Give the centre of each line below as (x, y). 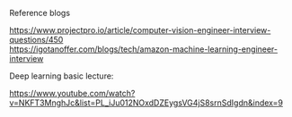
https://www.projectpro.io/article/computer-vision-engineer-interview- (140, 30)
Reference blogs (40, 13)
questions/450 (36, 40)
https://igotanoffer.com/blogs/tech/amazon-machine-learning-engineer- (144, 49)
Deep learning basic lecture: (62, 76)
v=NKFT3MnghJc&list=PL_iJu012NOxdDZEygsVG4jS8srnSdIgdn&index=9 (146, 103)
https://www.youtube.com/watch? (72, 93)
